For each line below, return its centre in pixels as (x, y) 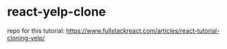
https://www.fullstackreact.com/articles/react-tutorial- (143, 31)
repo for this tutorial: (36, 31)
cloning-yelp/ (26, 37)
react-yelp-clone (57, 12)
